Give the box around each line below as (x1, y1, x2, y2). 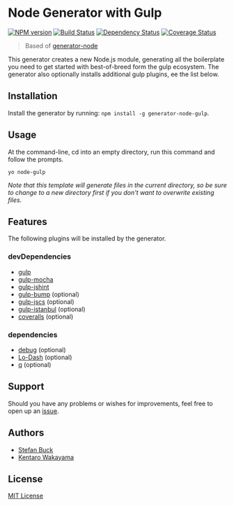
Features (8, 215, 47, 228)
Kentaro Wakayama (17, 453, 75, 461)
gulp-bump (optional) (17, 290, 79, 298)
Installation (8, 90, 58, 102)
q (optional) (17, 360, 52, 368)
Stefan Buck (17, 445, 54, 454)
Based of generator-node (24, 41, 98, 50)
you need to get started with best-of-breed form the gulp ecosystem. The (8, 62, 219, 71)
